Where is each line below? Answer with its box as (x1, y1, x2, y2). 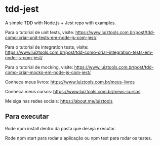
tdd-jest (5, 3, 39, 15)
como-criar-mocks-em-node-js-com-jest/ (5, 69, 91, 75)
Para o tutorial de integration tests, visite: (5, 44, 89, 50)
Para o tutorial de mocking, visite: (5, 64, 73, 70)
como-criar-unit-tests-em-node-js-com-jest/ (5, 35, 97, 40)
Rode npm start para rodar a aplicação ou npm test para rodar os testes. (5, 135, 152, 141)
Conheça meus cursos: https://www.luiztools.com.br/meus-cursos (5, 88, 141, 94)
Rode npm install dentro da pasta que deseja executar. (5, 125, 116, 131)
